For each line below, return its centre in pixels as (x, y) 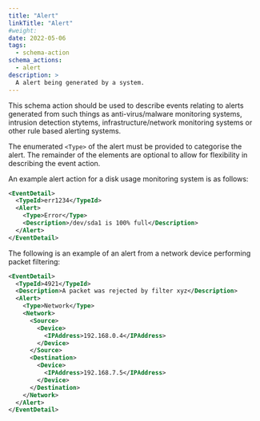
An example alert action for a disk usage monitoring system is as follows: (128, 179)
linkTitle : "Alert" (41, 23)
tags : (17, 46)
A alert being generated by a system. (80, 82)
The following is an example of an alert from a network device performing (130, 253)
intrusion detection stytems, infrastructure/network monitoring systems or (130, 122)
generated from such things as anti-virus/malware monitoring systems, (125, 113)
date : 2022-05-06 (37, 38)
